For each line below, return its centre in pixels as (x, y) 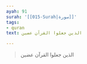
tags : (13, 22)
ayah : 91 (17, 11)
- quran (15, 28)
